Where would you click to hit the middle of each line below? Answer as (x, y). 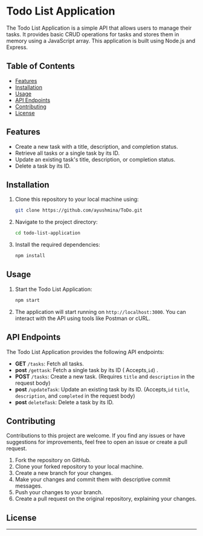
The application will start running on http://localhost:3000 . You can (100, 312)
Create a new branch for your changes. (64, 473)
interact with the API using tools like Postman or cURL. (83, 318)
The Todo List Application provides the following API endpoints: (85, 351)
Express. (17, 47)
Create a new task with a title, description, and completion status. (96, 146)
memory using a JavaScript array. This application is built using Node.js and (101, 41)
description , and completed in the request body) (75, 396)
